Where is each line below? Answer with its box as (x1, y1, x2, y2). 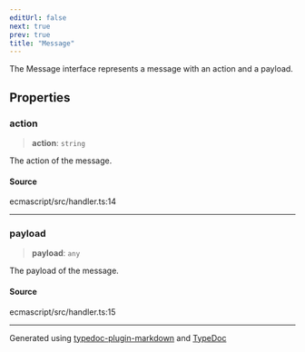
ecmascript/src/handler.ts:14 (9, 196, 116, 207)
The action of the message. (9, 155, 113, 166)
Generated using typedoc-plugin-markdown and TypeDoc (9, 332, 227, 343)
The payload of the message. (9, 265, 120, 277)
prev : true (9, 30, 51, 39)
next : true (9, 22, 51, 31)
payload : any (31, 248, 81, 259)
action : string (31, 137, 86, 148)
